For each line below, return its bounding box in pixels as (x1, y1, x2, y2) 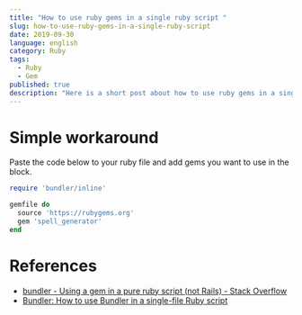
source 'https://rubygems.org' (17, 209, 135, 218)
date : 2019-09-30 (9, 30, 75, 39)
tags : (9, 55, 30, 64)
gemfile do (9, 200, 50, 210)
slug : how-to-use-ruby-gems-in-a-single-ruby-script (9, 22, 211, 31)
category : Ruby (9, 47, 67, 56)
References (9, 256, 97, 275)
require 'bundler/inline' (9, 184, 106, 193)
